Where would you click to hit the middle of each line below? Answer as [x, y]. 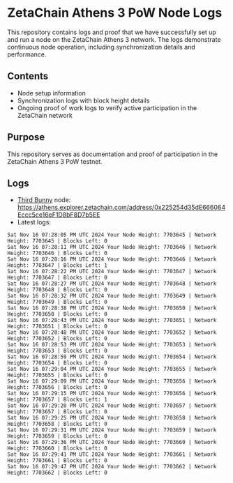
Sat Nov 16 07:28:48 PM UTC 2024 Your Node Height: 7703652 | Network [112, 332]
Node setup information [51, 93]
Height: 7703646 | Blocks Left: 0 [58, 253]
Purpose [26, 137]
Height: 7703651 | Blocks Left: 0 [58, 327]
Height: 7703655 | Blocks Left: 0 [58, 375]
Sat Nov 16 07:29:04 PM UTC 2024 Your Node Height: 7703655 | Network [112, 369]
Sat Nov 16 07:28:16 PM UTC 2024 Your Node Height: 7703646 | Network [112, 259]
